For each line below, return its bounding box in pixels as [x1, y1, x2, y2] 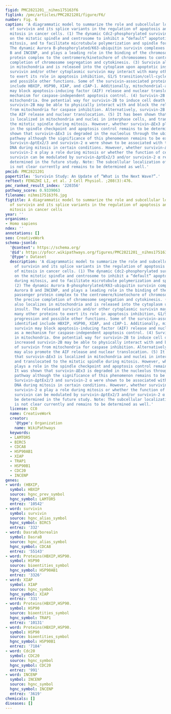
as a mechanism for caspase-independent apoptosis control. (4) [14, 330, 154, 336]
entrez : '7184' [10, 644, 42, 649]
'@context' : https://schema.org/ [10, 245, 81, 250]
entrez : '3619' [10, 691, 42, 696]
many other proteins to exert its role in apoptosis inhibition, [14, 311, 156, 317]
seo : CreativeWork [5, 235, 44, 241]
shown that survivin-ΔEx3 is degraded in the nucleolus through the [10, 131, 158, 136]
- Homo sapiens [5, 221, 38, 226]
